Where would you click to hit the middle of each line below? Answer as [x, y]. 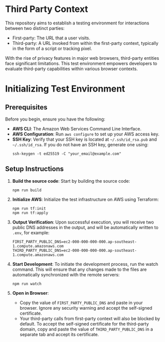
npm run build [27, 190]
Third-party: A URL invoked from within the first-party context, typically [85, 43]
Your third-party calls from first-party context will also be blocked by [90, 318]
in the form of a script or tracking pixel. [52, 48]
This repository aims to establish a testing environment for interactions [77, 23]
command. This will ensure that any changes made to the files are [80, 269]
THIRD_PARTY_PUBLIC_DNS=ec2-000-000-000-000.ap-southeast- [75, 250]
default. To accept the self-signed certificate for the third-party [84, 324]
